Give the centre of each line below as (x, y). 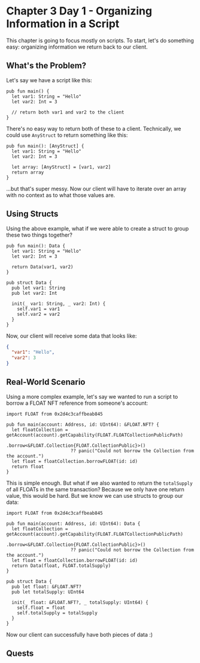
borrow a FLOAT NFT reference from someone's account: (77, 403)
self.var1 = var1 (39, 309)
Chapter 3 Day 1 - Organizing (79, 11)
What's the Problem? (46, 66)
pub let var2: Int (35, 293)
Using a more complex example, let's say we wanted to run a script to (92, 396)
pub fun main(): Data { (36, 246)
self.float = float (41, 608)
